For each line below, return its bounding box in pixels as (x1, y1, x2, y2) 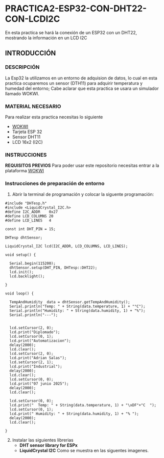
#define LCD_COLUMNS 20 (5, 214, 54, 218)
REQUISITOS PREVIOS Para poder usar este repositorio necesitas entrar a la (5, 162, 160, 168)
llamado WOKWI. (5, 90, 40, 96)
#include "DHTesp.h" (5, 201, 47, 206)
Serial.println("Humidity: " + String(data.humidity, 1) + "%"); (9, 308, 146, 313)
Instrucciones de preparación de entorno (5, 180, 105, 187)
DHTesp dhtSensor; (5, 235, 43, 240)
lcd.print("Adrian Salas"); (9, 355, 67, 360)
